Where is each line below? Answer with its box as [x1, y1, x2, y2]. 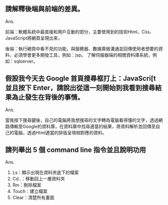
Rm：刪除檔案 [12, 182, 41, 188]
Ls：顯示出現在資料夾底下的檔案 [12, 169, 79, 175]
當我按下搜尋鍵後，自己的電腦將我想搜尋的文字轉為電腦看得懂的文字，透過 [5, 117, 158, 123]
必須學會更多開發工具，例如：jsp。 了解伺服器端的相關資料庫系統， [13, 52, 153, 58]
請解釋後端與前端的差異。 [5, 5, 84, 14]
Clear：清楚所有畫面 [12, 194, 54, 200]
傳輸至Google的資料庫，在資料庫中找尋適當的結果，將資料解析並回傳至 [9, 123, 156, 129]
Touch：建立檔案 [12, 188, 47, 194]
